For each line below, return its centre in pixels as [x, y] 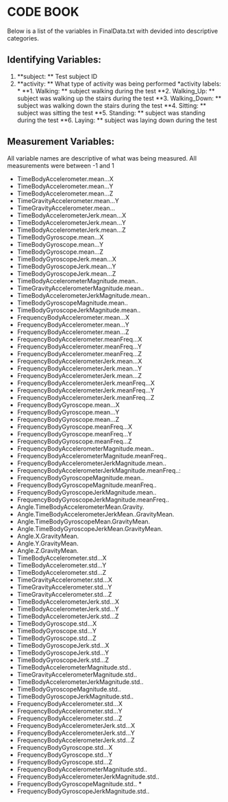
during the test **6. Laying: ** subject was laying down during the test [117, 120]
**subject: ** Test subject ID [57, 76]
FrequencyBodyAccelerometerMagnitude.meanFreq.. [92, 456]
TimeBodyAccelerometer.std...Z [62, 572]
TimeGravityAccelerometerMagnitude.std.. [77, 674]
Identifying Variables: [54, 60]
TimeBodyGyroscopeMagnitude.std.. [69, 689]
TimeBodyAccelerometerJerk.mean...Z [72, 230]
